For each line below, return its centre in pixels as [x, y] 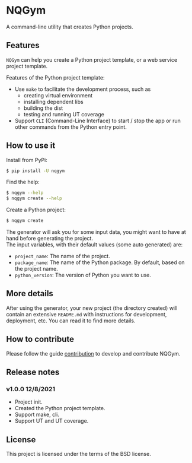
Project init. [28, 402]
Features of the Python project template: [55, 77]
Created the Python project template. [60, 408]
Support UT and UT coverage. [52, 421]
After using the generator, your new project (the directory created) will [92, 308]
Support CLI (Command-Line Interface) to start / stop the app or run [97, 120]
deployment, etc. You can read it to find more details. [71, 321]
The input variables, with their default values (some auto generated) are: [95, 245]
